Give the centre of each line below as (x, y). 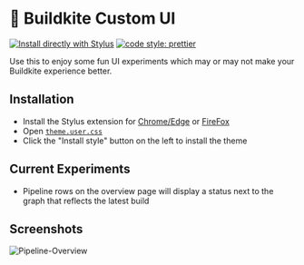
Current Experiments (70, 169)
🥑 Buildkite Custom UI (93, 19)
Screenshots (46, 229)
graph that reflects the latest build (86, 201)
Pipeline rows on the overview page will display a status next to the (148, 191)
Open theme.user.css (62, 131)
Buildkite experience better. (61, 71)
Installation (42, 99)
